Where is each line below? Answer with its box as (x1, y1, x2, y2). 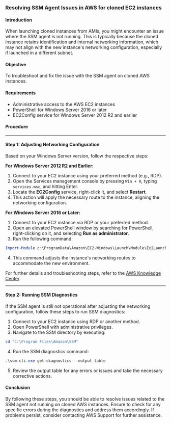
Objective (5, 61, 26, 67)
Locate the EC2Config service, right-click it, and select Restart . (12, 189, 147, 195)
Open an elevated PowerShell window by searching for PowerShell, (12, 225, 154, 231)
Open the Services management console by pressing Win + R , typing (12, 178, 157, 184)
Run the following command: (12, 235, 73, 242)
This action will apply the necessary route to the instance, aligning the (12, 194, 160, 200)
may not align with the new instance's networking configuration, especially (5, 44, 162, 50)
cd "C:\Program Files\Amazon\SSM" (5, 339, 79, 345)
